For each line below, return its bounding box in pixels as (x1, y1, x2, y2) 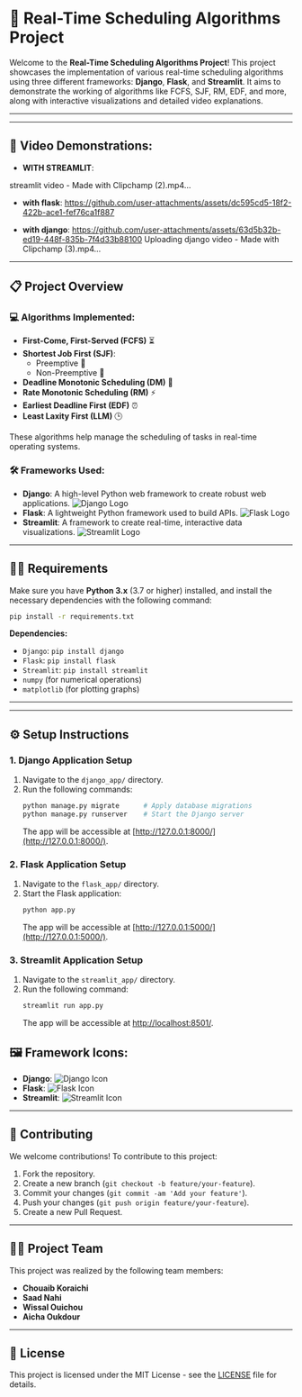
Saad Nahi (22, 1292, 62, 1302)
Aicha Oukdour (22, 1311, 81, 1322)
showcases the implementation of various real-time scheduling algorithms (9, 67, 284, 77)
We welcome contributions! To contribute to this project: (9, 1150, 218, 1161)
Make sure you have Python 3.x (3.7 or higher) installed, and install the (9, 585, 272, 595)
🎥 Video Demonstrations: (9, 139, 153, 154)
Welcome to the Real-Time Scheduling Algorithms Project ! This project (9, 57, 276, 68)
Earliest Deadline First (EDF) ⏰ (22, 400, 138, 411)
